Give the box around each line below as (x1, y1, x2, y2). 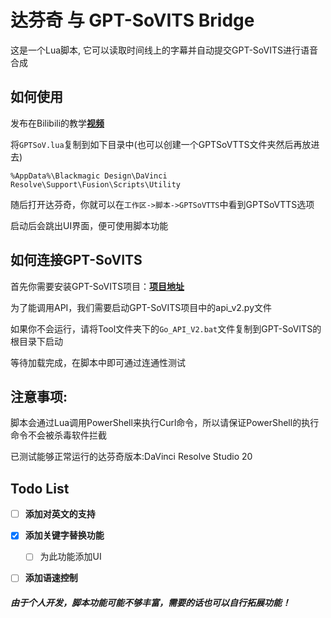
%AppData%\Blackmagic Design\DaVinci (10, 171, 168, 181)
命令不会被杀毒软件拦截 (10, 429, 107, 441)
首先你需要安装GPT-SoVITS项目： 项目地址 (10, 280, 185, 292)
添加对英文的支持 (24, 508, 96, 520)
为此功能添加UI (39, 551, 102, 563)
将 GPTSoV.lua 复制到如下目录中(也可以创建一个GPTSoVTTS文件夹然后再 (10, 138, 303, 150)
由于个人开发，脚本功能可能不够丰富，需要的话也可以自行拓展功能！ (10, 597, 291, 609)
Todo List (10, 480, 70, 497)
